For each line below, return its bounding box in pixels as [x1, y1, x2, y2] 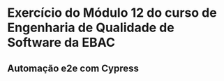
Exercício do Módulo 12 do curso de [7, 5, 218, 21]
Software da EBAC [7, 35, 115, 50]
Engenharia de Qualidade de [7, 20, 174, 36]
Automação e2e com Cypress [7, 62, 140, 74]
